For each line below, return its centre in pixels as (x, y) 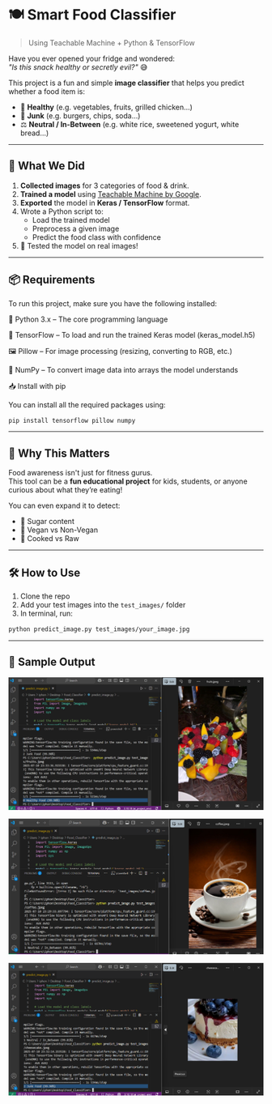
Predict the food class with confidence (97, 237)
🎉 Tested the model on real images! (79, 245)
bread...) (34, 133)
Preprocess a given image (76, 228)
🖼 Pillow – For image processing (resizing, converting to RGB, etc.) (121, 351)
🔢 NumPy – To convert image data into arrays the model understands (123, 369)
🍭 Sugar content (47, 522)
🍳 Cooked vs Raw (49, 539)
